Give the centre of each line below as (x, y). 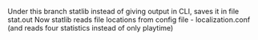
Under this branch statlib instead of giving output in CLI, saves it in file (123, 11)
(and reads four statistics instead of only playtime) (91, 28)
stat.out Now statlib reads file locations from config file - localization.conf (129, 20)
